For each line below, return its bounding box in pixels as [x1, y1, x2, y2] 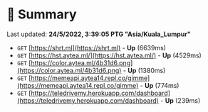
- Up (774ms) [140, 81, 180, 89]
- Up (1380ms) [123, 66, 166, 74]
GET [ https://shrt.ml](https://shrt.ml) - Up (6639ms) [16, 43, 167, 52]
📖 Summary [6, 6, 77, 23]
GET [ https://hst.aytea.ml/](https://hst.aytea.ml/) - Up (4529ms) [16, 51, 202, 60]
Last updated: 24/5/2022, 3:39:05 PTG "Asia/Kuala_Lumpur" [6, 30, 191, 38]
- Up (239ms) [160, 96, 201, 105]
